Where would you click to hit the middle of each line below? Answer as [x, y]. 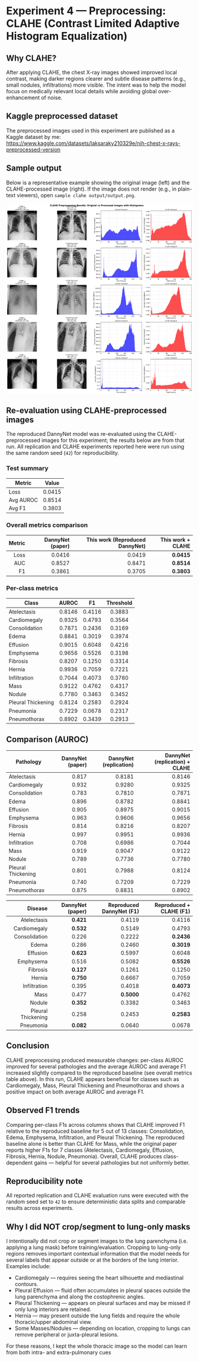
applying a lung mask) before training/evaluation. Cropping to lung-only [94, 1247]
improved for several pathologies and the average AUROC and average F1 [96, 1066]
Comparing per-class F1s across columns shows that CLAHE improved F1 [96, 1124]
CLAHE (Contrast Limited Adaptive [93, 23]
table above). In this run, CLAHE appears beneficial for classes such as [93, 1079]
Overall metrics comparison [47, 525]
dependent [20, 1162]
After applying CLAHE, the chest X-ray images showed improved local [92, 72]
